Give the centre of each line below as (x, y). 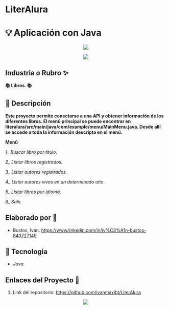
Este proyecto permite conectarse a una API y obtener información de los (85, 116)
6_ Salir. (14, 201)
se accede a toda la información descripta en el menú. (64, 132)
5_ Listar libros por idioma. (33, 192)
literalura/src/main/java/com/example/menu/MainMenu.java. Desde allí (83, 127)
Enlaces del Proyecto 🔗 (43, 280)
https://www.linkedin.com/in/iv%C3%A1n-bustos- (94, 230)
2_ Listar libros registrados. (34, 162)
